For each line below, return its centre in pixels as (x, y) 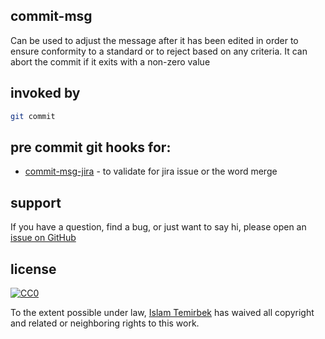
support (36, 202)
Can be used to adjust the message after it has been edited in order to (154, 40)
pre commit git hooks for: (91, 147)
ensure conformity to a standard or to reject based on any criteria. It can (159, 51)
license (33, 269)
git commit (33, 116)
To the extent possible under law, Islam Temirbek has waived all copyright (162, 312)
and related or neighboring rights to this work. (105, 323)
